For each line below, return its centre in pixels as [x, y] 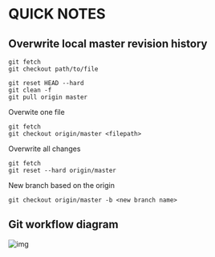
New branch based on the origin [61, 185]
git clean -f [30, 90]
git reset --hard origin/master [62, 170]
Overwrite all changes [45, 149]
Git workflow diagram [63, 224]
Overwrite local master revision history [108, 44]
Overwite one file [37, 112]
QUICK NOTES [57, 14]
